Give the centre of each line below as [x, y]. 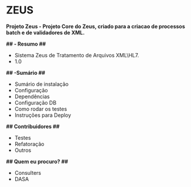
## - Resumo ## [26, 44]
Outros [23, 150]
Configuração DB [35, 102]
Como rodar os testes [41, 109]
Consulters [28, 172]
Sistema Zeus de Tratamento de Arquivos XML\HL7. [77, 55]
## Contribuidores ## [33, 126]
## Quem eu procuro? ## [37, 161]
